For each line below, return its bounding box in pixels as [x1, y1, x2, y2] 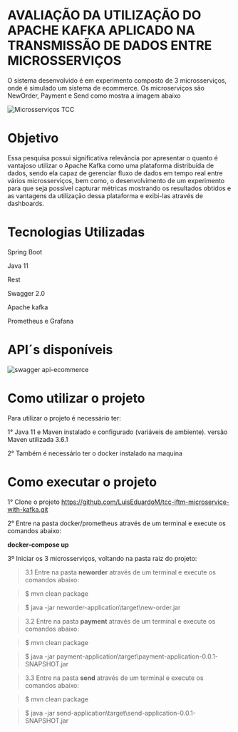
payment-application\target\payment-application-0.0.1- [56, 652, 219, 661]
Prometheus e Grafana [7, 316, 74, 325]
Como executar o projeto [7, 474, 157, 490]
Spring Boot [7, 247, 43, 256]
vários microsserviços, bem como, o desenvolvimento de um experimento [7, 176, 225, 185]
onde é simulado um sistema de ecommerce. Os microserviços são [7, 83, 205, 92]
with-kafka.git [7, 505, 48, 513]
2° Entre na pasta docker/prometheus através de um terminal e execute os [7, 519, 226, 527]
